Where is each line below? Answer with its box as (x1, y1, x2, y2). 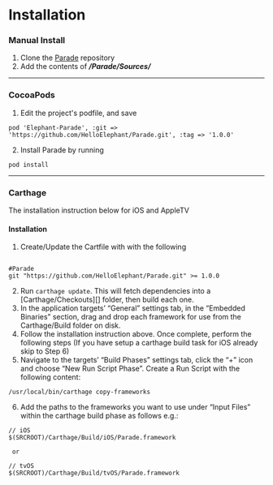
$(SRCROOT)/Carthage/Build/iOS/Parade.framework (8, 434, 176, 442)
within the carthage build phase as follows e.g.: (19, 411, 179, 421)
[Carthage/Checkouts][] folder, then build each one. (19, 294, 195, 305)
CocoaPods (8, 89, 55, 101)
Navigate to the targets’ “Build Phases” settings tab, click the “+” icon (19, 355, 253, 365)
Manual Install (8, 35, 66, 46)
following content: (19, 372, 81, 382)
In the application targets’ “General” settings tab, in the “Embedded (19, 303, 245, 313)
